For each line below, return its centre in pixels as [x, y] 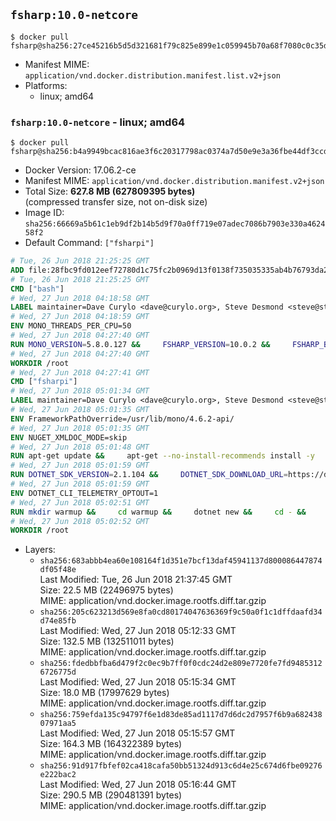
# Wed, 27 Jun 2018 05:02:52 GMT [80, 521]
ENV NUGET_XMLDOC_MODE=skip [69, 437]
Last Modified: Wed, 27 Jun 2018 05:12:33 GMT [138, 631]
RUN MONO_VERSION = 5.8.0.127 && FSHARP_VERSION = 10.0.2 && [140, 344]
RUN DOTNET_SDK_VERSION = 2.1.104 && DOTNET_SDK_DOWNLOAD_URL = [149, 475]
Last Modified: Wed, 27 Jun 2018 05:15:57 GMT [137, 733]
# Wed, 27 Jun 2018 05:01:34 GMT [80, 391]
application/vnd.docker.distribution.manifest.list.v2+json [152, 75]
